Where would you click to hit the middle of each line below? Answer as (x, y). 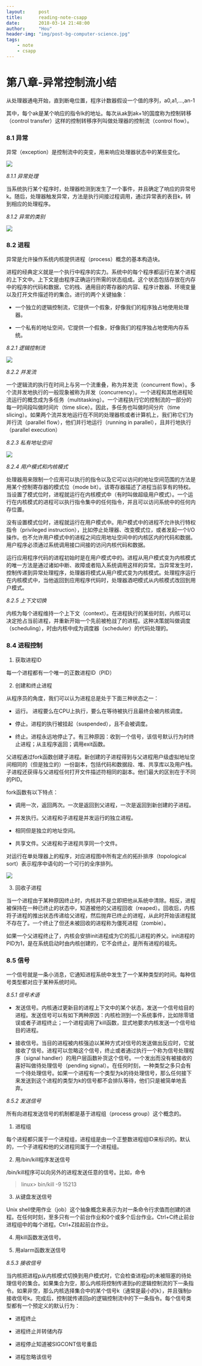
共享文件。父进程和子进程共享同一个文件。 (68, 843)
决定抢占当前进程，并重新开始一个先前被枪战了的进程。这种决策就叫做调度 (98, 621)
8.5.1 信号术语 (23, 995)
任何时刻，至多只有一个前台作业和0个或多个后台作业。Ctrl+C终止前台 (108, 1217)
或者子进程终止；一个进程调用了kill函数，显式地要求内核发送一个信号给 (108, 1023)
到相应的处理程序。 (30, 204)
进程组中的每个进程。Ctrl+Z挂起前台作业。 (59, 1224)
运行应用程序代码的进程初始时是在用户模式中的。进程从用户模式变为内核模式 (101, 558)
